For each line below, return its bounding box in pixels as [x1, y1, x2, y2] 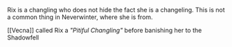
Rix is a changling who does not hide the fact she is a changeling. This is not [7, 6, 225, 14]
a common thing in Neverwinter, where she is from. [7, 13, 154, 21]
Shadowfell [7, 33, 39, 42]
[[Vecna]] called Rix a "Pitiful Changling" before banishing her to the [7, 27, 202, 34]
